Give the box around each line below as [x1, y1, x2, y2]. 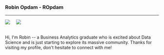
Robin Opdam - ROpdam [5, 4, 63, 11]
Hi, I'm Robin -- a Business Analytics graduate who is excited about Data [5, 34, 151, 40]
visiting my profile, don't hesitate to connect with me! [5, 45, 112, 51]
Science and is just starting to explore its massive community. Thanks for [5, 40, 152, 45]
